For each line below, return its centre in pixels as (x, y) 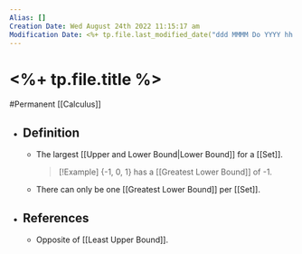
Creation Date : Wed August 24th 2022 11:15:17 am (105, 26)
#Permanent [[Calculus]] (55, 104)
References (56, 218)
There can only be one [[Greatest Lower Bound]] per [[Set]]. (148, 190)
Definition (51, 132)
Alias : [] (28, 18)
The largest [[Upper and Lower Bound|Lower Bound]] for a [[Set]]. (159, 155)
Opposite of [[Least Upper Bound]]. (102, 240)
